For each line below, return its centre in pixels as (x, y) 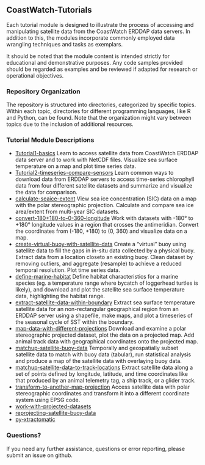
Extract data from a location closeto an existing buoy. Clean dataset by (104, 257)
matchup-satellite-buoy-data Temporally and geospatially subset (97, 348)
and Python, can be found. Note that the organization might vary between (99, 118)
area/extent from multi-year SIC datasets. (67, 212)
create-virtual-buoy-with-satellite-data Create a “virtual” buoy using (101, 244)
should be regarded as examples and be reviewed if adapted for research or (102, 69)
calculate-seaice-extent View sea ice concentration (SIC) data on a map (106, 199)
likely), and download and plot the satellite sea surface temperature (100, 290)
